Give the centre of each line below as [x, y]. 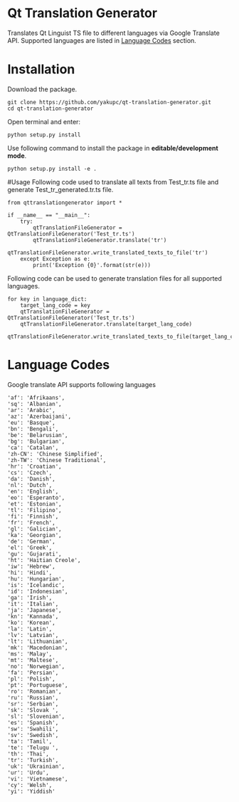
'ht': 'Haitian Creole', [44, 560]
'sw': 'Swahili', [33, 729]
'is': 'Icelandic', [36, 585]
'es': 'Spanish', [33, 723]
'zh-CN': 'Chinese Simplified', [55, 454]
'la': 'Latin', [30, 629]
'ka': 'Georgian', [34, 535]
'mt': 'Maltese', [33, 660]
